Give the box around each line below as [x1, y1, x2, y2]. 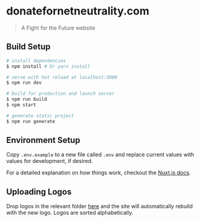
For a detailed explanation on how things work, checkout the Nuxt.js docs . [6, 169, 191, 176]
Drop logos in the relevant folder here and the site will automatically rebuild [6, 203, 193, 210]
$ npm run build [6, 97, 47, 103]
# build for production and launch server [6, 90, 115, 97]
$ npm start [6, 102, 36, 108]
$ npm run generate [6, 118, 56, 124]
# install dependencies [6, 57, 66, 64]
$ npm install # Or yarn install [6, 63, 91, 69]
